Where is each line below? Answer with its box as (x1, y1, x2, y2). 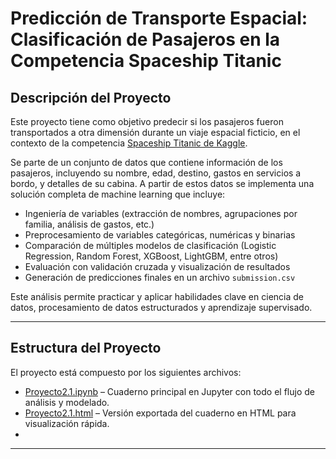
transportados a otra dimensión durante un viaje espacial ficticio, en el (10, 127, 301, 138)
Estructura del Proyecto (10, 340, 162, 357)
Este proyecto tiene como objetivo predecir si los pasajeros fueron (10, 116, 284, 127)
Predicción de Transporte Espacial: (10, 7, 308, 30)
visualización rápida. (24, 417, 110, 429)
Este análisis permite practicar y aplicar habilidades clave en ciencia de (10, 291, 304, 302)
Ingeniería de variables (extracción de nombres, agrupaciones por (24, 208, 298, 219)
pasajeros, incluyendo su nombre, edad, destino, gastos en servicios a (10, 167, 302, 179)
